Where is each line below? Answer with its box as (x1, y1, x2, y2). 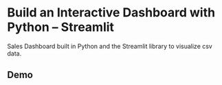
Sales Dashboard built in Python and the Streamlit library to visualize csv (7, 42, 213, 50)
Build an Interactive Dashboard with (7, 5, 215, 21)
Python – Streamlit (7, 19, 115, 35)
